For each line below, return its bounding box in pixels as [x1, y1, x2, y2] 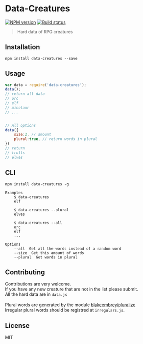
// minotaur [5, 105, 29, 110]
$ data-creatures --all [14, 220, 63, 225]
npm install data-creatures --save [5, 56, 78, 61]
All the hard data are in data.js [5, 291, 68, 297]
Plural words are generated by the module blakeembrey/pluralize [5, 302, 136, 308]
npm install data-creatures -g [5, 181, 69, 187]
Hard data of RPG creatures [17, 29, 73, 34]
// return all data [5, 91, 45, 96]
